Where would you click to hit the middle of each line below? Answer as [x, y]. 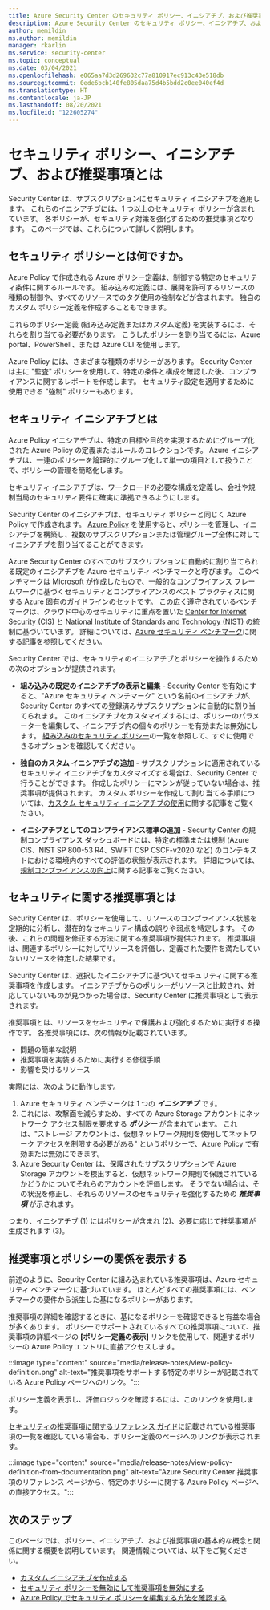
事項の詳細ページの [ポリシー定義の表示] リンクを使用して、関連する [128, 1337]
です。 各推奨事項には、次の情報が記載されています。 [103, 1033]
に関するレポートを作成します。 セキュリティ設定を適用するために [145, 381]
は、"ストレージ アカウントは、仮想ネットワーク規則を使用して [124, 1134]
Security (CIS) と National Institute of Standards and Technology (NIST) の [131, 621]
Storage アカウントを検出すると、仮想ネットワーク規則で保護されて [132, 1174]
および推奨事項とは [99, 175]
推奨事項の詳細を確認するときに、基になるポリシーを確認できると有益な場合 [135, 1317]
